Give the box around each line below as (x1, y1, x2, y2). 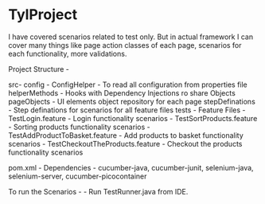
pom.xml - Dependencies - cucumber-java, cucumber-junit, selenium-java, (8, 163, 254, 172)
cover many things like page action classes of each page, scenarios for (8, 40, 242, 49)
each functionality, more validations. (8, 49, 127, 58)
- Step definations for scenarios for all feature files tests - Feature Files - (8, 105, 246, 115)
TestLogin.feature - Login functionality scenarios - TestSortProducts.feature (8, 113, 258, 123)
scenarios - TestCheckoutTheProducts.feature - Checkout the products (8, 139, 243, 148)
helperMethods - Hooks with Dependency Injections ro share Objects (8, 88, 236, 97)
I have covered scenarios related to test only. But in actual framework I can (8, 32, 253, 41)
